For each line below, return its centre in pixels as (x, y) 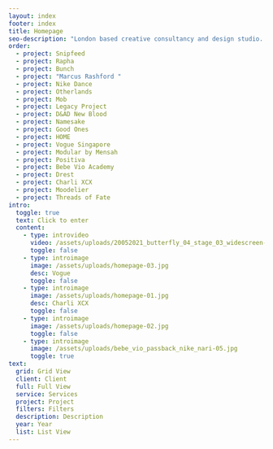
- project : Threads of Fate (63, 197)
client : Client (41, 379)
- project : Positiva (50, 159)
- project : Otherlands (54, 92)
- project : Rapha (45, 62)
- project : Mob (41, 99)
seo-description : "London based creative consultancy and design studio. (136, 39)
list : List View (43, 432)
